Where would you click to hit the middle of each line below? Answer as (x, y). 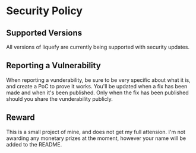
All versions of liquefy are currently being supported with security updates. (98, 47)
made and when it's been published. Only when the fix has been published (97, 93)
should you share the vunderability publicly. (59, 98)
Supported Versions (44, 33)
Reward (21, 118)
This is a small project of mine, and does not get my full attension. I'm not (96, 132)
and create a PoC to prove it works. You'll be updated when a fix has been (97, 86)
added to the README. (34, 144)
